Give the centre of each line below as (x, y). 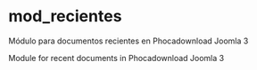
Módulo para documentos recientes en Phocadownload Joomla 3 (128, 41)
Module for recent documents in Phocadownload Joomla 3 (116, 58)
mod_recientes (65, 16)
